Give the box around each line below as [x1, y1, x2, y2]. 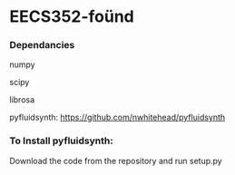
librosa [9, 94, 35, 105]
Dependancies [9, 39, 75, 52]
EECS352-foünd [9, 6, 134, 27]
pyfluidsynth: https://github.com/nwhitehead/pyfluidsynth [9, 112, 226, 123]
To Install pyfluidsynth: [9, 134, 113, 147]
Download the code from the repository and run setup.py [9, 155, 222, 166]
